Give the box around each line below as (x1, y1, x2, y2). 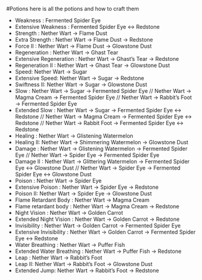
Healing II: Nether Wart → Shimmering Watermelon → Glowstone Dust (14, 139, 189, 145)
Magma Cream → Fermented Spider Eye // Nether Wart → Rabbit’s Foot (14, 94, 192, 101)
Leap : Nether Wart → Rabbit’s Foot (14, 254, 103, 261)
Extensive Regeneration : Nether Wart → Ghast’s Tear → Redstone (14, 56, 179, 62)
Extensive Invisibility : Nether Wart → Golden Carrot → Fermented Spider (14, 229, 196, 235)
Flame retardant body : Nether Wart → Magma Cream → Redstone (14, 203, 180, 210)
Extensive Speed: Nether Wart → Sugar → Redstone (14, 75, 145, 81)
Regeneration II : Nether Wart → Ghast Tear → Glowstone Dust (14, 62, 170, 69)
